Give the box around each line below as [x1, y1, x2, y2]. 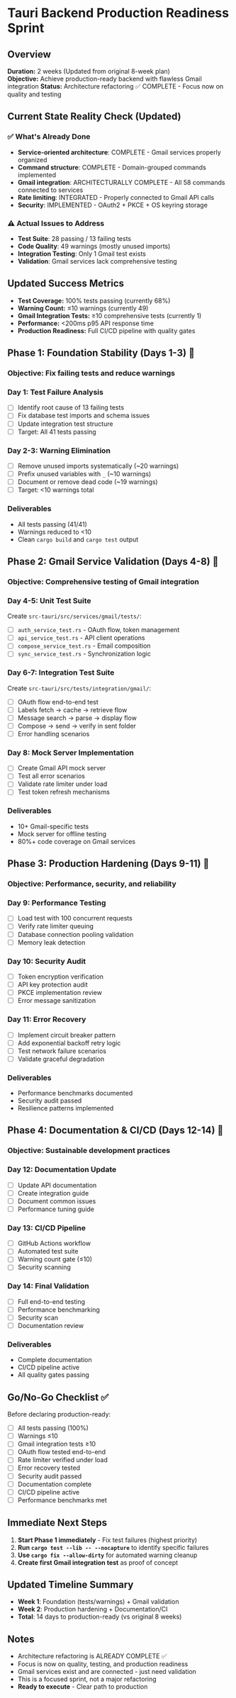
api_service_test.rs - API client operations [17, 634, 145, 642]
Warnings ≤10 [17, 1432, 58, 1440]
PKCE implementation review [17, 989, 103, 997]
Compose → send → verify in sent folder [17, 721, 137, 730]
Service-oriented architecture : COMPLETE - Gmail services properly [17, 147, 221, 157]
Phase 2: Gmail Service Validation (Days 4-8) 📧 [7, 555, 219, 568]
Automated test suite [17, 1247, 79, 1256]
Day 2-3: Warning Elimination [7, 445, 111, 455]
